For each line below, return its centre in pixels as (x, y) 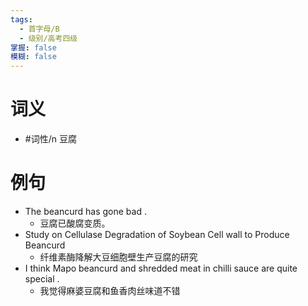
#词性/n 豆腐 (50, 139)
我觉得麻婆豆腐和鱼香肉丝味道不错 (110, 290)
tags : (21, 19)
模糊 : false (33, 57)
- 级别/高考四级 (48, 38)
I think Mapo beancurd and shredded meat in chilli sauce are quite (161, 268)
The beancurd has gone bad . (85, 211)
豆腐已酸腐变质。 (75, 223)
